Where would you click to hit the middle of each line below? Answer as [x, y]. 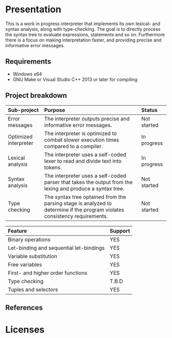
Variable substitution [33, 256]
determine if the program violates [84, 210]
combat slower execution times [82, 140]
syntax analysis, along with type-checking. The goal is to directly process [83, 29]
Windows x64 [27, 74]
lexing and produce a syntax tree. [84, 188]
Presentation [33, 9]
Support [120, 231]
